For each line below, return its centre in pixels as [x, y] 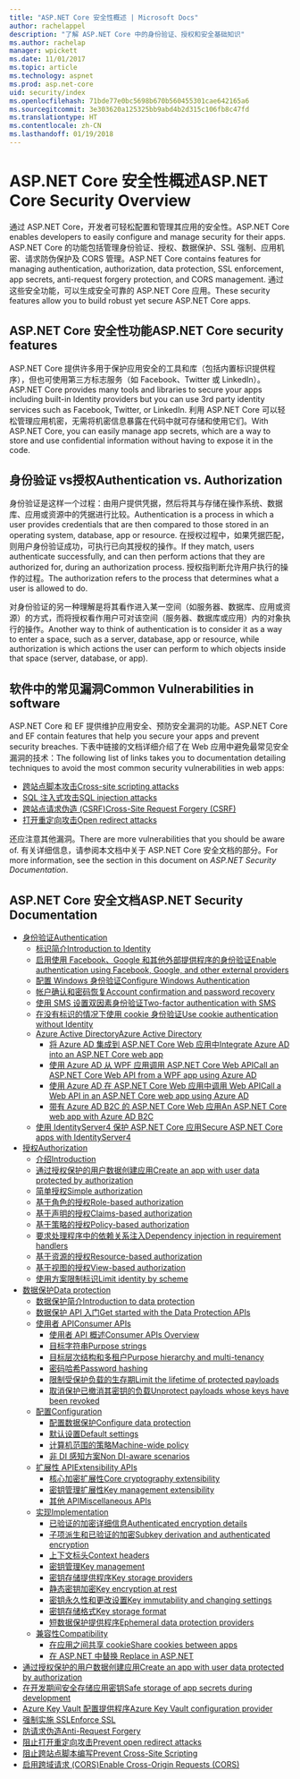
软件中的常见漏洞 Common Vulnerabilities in [132, 689]
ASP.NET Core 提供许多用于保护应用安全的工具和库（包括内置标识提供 [138, 368]
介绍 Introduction [66, 1159]
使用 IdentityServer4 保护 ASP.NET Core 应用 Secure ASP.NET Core [159, 1127]
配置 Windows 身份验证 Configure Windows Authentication [142, 980]
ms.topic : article [43, 68]
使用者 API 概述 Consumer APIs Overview [124, 1335]
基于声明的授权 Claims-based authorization [114, 1213]
